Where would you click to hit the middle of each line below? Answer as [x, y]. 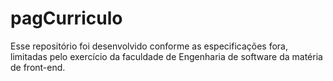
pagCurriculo [66, 18]
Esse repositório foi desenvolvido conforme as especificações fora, [149, 46]
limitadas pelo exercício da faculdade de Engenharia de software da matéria [166, 56]
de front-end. [38, 67]
